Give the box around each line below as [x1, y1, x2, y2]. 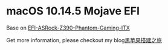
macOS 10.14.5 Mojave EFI [6, 4, 140, 18]
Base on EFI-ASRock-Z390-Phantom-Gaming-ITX [6, 24, 130, 31]
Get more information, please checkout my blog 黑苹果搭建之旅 [6, 36, 162, 43]
